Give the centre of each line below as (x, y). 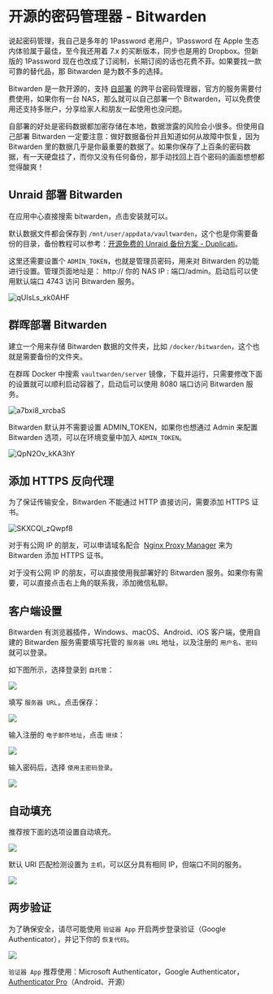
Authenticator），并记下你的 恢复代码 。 (71, 939)
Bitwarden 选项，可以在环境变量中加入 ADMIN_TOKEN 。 (97, 437)
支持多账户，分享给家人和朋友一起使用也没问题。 (104, 109)
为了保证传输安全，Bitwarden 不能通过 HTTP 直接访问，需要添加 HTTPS (129, 502)
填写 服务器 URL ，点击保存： (54, 702)
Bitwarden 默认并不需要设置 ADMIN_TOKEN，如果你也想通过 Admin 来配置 (133, 427)
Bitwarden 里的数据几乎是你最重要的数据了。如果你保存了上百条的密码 (126, 146)
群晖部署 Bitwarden (58, 325)
